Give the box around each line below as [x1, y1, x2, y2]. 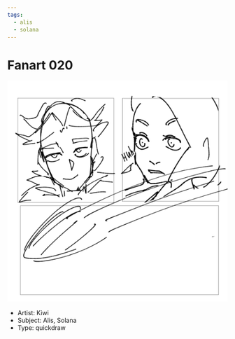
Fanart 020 [7, 57, 73, 73]
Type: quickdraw [17, 324, 66, 332]
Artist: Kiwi [17, 309, 49, 317]
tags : [7, 11, 23, 18]
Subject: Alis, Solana [17, 316, 77, 325]
